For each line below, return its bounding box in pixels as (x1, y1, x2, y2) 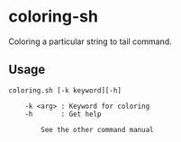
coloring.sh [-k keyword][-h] (8, 85, 122, 95)
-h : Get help (24, 110, 102, 119)
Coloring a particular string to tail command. (8, 36, 172, 47)
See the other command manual (41, 125, 154, 134)
